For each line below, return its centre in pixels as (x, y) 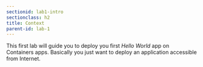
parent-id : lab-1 (28, 29)
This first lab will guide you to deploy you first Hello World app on (88, 46)
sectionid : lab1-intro (35, 12)
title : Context (25, 23)
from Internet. (23, 59)
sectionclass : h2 (28, 18)
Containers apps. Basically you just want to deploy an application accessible (101, 53)
